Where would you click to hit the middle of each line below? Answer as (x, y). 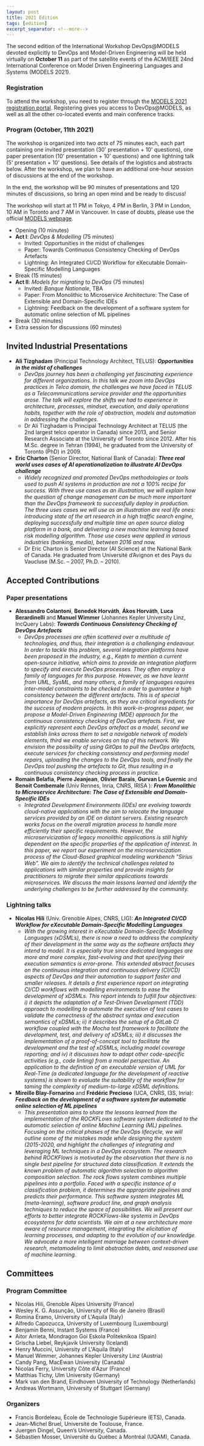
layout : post (23, 12)
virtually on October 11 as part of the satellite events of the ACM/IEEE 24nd (100, 59)
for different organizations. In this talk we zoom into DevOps (100, 380)
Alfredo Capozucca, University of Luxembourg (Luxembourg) (92, 1324)
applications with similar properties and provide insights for (99, 870)
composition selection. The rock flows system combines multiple (105, 1177)
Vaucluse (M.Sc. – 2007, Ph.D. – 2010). (72, 561)
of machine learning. (50, 1254)
